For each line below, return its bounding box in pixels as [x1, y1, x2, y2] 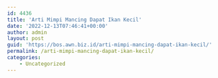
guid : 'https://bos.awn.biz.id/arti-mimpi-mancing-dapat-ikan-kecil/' [7, 41, 213, 48]
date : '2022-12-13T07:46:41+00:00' [7, 22, 109, 29]
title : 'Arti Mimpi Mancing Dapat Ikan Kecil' [7, 16, 142, 23]
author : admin [7, 28, 48, 36]
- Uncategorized [19, 60, 66, 67]
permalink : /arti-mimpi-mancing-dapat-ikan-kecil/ [7, 48, 154, 55]
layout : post [7, 35, 44, 42]
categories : [7, 54, 41, 61]
